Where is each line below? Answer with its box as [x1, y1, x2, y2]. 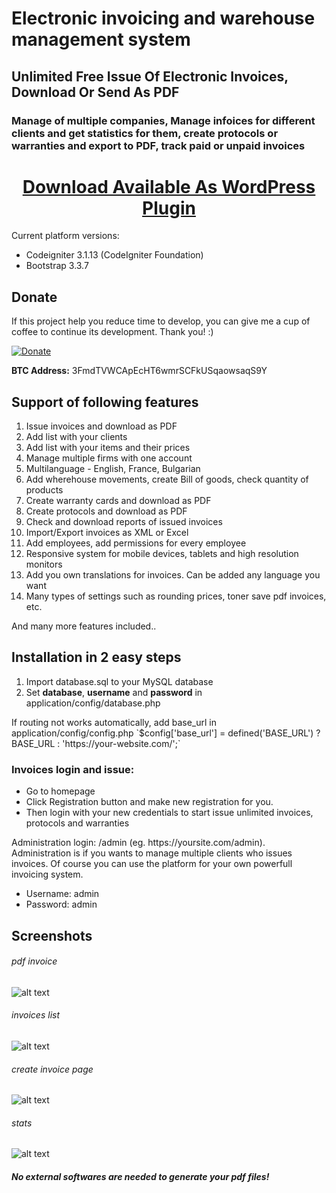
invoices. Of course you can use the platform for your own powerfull [11, 858, 293, 870]
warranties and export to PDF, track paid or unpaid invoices [11, 138, 306, 152]
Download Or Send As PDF [11, 83, 180, 101]
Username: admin [25, 888, 100, 900]
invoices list [11, 1009, 61, 1021]
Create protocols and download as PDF [25, 505, 188, 517]
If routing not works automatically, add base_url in [11, 716, 217, 728]
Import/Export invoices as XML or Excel [25, 527, 189, 539]
